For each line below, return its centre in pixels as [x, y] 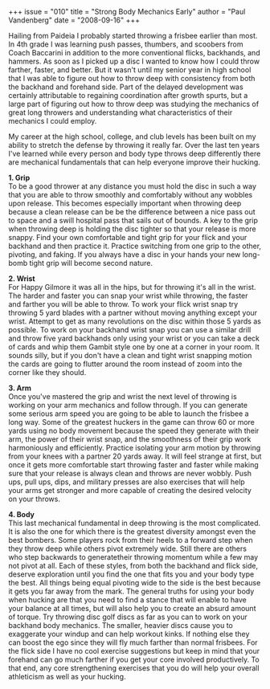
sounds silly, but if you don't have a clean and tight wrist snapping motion [130, 355]
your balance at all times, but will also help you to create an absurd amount [132, 608]
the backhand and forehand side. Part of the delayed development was [126, 87]
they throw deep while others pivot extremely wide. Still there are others [128, 548]
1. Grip [19, 177]
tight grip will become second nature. [91, 263]
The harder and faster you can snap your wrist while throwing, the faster [128, 296]
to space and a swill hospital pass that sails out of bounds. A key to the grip [133, 220]
